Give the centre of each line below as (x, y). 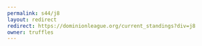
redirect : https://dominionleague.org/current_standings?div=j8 (101, 26)
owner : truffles (30, 32)
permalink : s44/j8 (33, 13)
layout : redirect (32, 20)
